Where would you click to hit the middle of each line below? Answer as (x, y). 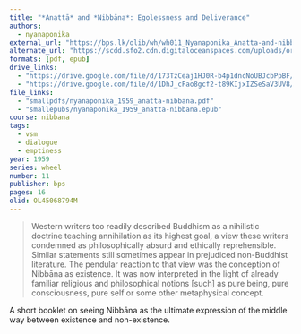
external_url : (36, 43)
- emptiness (40, 150)
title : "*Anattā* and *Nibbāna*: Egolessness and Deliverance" (130, 17)
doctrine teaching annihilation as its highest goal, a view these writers (160, 236)
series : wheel (36, 167)
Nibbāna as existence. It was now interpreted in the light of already (155, 273)
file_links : (31, 92)
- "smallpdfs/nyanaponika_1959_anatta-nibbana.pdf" (116, 101)
